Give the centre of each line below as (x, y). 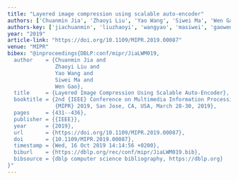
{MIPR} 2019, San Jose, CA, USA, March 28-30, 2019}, (136, 106)
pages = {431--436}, (50, 113)
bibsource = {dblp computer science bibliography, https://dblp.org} (118, 159)
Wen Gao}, (69, 86)
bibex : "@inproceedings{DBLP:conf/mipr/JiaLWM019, (84, 54)
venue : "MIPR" (28, 47)
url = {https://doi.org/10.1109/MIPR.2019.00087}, (100, 133)
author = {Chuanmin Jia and (60, 60)
